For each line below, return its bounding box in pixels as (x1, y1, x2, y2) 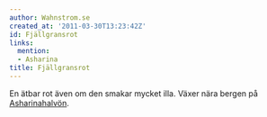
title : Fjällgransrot (9, 64, 91, 73)
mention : (17, 47, 50, 56)
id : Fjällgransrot (9, 30, 78, 39)
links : (9, 38, 34, 48)
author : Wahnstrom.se (9, 13, 91, 22)
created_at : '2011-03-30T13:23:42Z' (9, 22, 147, 31)
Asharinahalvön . (9, 97, 70, 108)
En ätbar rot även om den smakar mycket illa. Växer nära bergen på (9, 87, 259, 99)
